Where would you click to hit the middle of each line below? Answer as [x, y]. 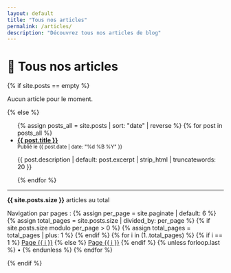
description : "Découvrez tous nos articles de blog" [84, 33]
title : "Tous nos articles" [47, 20]
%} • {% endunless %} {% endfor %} [60, 250]
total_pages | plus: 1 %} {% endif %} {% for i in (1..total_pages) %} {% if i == [115, 235]
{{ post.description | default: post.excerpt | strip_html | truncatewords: [117, 160]
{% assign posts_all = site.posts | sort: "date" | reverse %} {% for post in [120, 126]
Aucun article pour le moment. [50, 99]
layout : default [30, 13]
